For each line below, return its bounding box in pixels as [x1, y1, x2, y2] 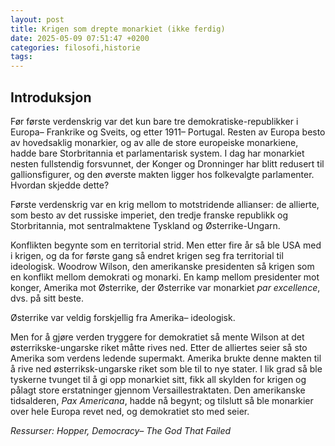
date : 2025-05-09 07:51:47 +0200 [10, 33, 150, 43]
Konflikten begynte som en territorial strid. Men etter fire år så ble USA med [10, 239, 322, 251]
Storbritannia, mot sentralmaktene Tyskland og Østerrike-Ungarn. [10, 219, 281, 231]
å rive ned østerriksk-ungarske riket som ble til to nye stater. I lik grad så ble [10, 362, 323, 375]
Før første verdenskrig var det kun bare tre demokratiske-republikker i [10, 115, 299, 127]
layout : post [10, 14, 65, 25]
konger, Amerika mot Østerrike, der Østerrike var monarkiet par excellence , [10, 281, 321, 293]
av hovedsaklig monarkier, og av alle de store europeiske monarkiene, [10, 136, 299, 148]
